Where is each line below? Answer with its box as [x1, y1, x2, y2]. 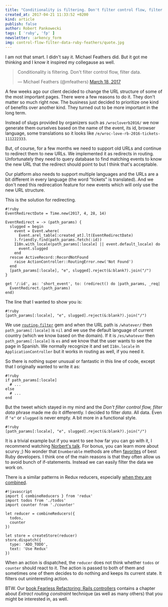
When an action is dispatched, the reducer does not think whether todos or [5, 559, 159, 565]
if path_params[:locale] [5, 377, 57, 382]
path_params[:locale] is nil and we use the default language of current [5, 327, 154, 333]
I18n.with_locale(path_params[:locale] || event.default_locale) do [14, 242, 160, 247]
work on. [5, 464, 24, 470]
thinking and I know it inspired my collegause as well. [5, 59, 115, 65]
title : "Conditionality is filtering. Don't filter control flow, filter [5, 7, 163, 13]
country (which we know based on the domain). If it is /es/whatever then [5, 332, 155, 338]
